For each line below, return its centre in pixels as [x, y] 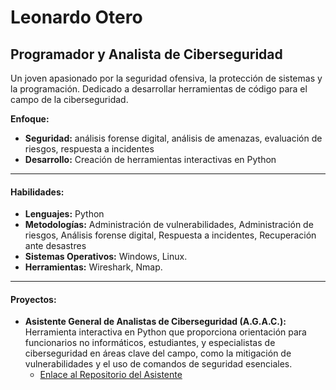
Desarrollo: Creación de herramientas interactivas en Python [150, 159]
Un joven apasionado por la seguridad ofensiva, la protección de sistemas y [166, 78]
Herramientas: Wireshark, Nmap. [93, 267]
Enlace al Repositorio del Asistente [111, 375]
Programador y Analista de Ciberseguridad [146, 54]
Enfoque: [30, 119]
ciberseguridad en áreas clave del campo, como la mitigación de [158, 353]
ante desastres [55, 246]
